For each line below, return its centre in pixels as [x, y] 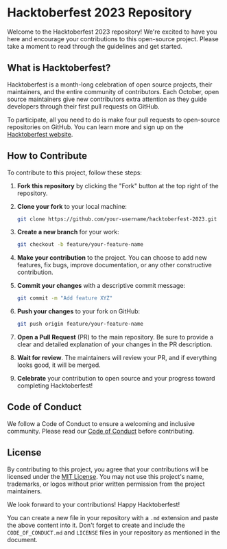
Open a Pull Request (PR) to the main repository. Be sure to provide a [115, 337]
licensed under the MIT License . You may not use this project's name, [106, 476]
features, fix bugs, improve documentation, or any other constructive [115, 265]
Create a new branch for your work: [68, 232]
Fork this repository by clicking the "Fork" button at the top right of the [118, 186]
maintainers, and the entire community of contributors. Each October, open [113, 91]
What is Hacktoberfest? [59, 68]
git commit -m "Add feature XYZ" [65, 298]
